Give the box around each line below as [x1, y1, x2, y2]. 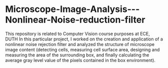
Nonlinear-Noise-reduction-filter [5, 14, 145, 25]
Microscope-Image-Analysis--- [5, 3, 140, 15]
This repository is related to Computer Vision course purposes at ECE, [5, 30, 150, 36]
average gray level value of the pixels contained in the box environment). [5, 57, 155, 63]
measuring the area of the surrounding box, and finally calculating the [5, 51, 149, 58]
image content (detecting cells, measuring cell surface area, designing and [5, 46, 160, 52]
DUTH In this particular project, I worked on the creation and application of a [5, 36, 163, 42]
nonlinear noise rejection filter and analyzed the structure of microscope [5, 41, 154, 47]
